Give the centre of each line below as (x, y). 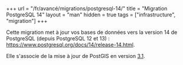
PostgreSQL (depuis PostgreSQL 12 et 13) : (58, 38)
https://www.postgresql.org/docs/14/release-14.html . (71, 45)
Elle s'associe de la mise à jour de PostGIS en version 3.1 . (76, 56)
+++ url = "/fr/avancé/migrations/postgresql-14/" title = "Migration (87, 8)
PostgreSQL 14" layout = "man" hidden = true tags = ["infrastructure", (91, 15)
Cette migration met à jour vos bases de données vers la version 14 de (92, 32)
